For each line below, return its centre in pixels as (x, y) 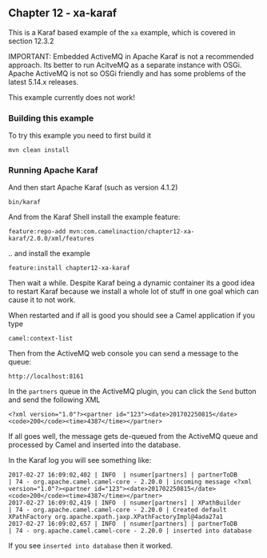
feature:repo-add (37, 232)
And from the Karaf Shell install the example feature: (94, 217)
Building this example (51, 118)
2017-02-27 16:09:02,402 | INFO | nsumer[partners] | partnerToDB (123, 475)
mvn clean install (39, 150)
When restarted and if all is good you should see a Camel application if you (132, 316)
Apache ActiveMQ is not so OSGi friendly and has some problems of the (127, 73)
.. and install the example (49, 253)
